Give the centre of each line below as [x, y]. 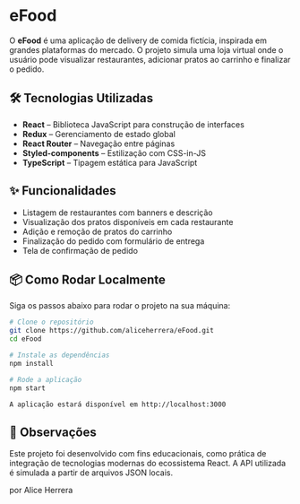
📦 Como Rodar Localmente [87, 279]
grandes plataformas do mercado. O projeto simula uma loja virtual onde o [146, 49]
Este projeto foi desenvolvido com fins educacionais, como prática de [138, 454]
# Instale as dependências [60, 355]
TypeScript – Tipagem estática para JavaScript [110, 162]
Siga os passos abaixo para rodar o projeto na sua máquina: [120, 306]
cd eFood [26, 339]
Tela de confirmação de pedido [80, 250]
